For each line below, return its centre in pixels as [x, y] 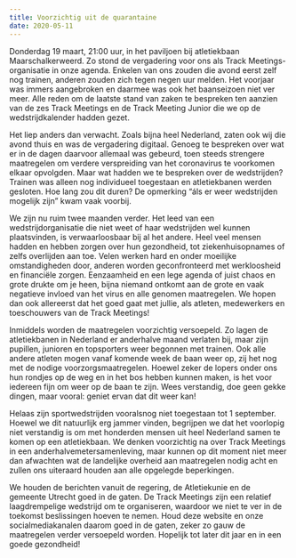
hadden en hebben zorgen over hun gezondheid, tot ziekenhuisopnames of [147, 247]
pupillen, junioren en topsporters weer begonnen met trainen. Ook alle [138, 349]
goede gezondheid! [45, 544]
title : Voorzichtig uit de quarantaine [83, 17]
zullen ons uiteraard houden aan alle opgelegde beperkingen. [122, 470]
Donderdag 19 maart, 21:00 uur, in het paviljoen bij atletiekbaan [124, 51]
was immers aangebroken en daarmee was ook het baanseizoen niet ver [142, 89]
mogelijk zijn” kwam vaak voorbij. [70, 200]
